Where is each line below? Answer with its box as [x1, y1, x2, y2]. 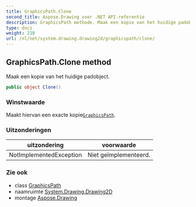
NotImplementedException [9, 151, 82, 159]
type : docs [6, 25, 33, 31]
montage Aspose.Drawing [14, 194, 78, 201]
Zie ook [6, 168, 28, 177]
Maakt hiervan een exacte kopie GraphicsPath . [6, 111, 116, 118]
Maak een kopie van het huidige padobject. [6, 73, 110, 80]
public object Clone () [6, 84, 61, 90]
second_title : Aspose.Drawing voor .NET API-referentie [6, 14, 145, 20]
